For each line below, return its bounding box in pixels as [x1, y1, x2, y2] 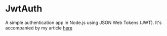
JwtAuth [5, 3, 43, 14]
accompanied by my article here [5, 24, 72, 30]
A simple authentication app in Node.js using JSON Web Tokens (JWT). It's [5, 19, 162, 25]
